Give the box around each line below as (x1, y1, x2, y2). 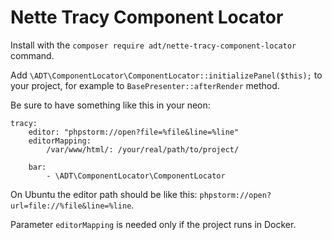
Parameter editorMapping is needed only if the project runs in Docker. (10, 218, 297, 230)
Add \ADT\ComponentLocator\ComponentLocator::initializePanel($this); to (10, 69, 323, 81)
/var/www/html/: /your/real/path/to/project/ (46, 144, 240, 155)
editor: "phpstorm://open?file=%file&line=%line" (28, 127, 240, 137)
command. (10, 49, 55, 61)
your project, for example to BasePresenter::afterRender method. (10, 79, 280, 91)
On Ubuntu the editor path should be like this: (10, 188, 198, 200)
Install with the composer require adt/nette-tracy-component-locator (10, 39, 297, 51)
